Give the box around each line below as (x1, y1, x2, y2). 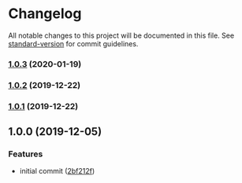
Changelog (8, 5, 82, 23)
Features (8, 148, 43, 159)
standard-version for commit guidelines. (8, 38, 139, 48)
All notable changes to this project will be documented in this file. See (8, 31, 235, 40)
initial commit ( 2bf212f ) (19, 167, 95, 176)
